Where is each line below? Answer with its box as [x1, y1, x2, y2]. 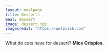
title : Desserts [5, 12, 40, 17]
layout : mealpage [5, 7, 42, 13]
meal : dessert [5, 17, 36, 22]
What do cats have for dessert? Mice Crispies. [5, 40, 104, 46]
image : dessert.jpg [5, 21, 47, 27]
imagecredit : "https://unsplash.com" [5, 26, 86, 31]
